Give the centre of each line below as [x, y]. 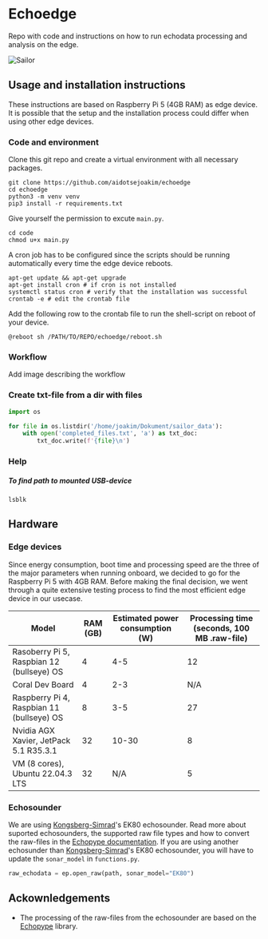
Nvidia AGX [34, 730]
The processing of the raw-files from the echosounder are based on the [138, 917]
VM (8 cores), [38, 763]
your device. [29, 322]
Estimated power [146, 618]
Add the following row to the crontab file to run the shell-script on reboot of [132, 314]
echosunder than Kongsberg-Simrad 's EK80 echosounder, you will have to [131, 850]
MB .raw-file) [221, 638]
